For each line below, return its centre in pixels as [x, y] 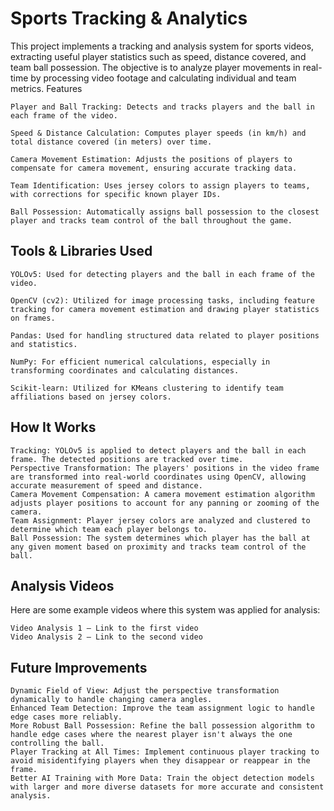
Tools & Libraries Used [81, 251]
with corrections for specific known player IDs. [116, 194]
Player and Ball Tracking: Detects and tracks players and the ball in [162, 107]
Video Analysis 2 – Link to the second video [106, 637]
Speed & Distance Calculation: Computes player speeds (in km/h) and [158, 133]
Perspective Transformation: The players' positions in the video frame [165, 468]
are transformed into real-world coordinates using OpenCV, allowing [158, 477]
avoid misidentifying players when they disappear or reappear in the [160, 761]
